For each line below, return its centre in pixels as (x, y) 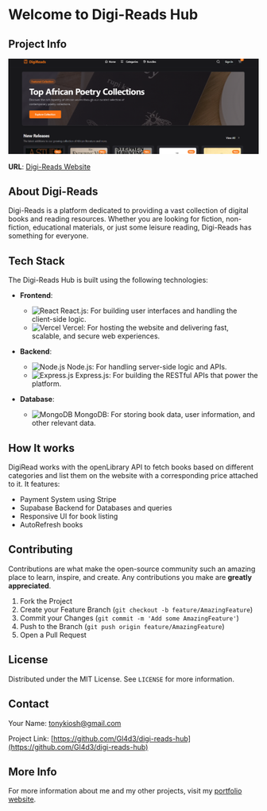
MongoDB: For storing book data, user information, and (165, 415)
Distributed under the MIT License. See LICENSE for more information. (121, 679)
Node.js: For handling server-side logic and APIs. (147, 367)
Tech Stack (37, 261)
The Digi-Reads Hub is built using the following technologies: (108, 280)
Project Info (38, 44)
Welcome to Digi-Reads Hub (103, 15)
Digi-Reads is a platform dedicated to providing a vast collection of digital (128, 210)
